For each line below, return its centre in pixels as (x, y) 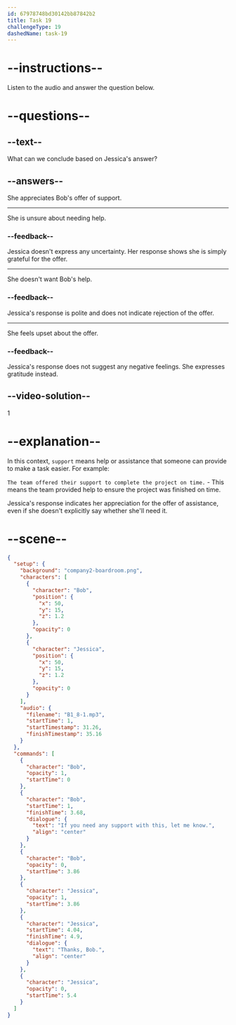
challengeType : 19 (34, 27)
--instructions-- (55, 68)
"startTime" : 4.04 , (54, 930)
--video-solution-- (49, 396)
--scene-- (37, 539)
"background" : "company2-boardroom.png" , (81, 571)
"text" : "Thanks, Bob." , (69, 950)
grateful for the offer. (38, 259)
